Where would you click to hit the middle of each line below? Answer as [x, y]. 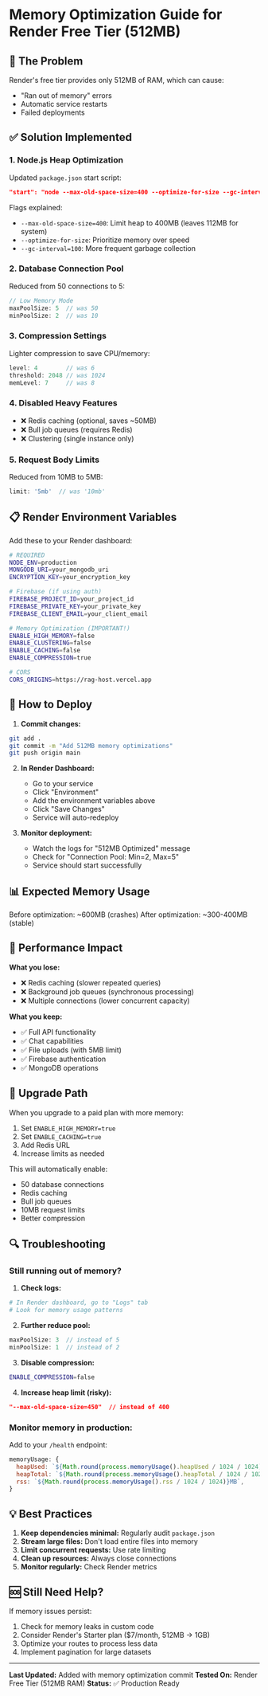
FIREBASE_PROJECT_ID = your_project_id [72, 599]
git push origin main [45, 753]
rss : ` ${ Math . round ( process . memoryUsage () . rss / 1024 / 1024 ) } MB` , [130, 1482]
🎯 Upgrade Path [49, 1093]
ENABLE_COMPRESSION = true [50, 658]
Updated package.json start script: [65, 178]
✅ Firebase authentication [63, 1059]
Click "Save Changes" [69, 809]
